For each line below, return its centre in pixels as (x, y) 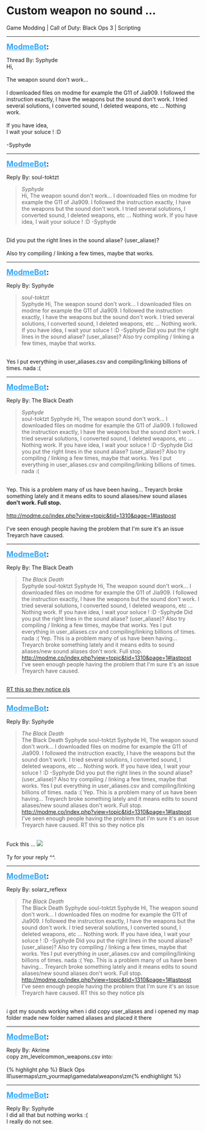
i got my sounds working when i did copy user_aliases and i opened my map (103, 1011)
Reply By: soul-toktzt (33, 177)
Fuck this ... (21, 844)
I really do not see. (30, 1121)
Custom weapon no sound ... (81, 11)
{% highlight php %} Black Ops (46, 1070)
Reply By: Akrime (28, 1050)
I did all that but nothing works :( (47, 1115)
